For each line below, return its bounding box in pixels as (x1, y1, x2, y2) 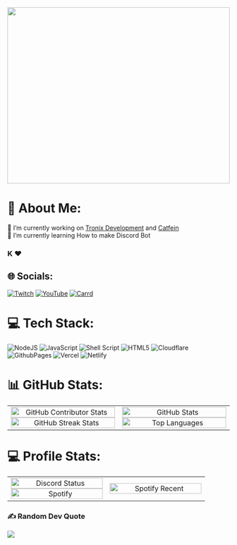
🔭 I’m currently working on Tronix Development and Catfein (7, 223, 179, 232)
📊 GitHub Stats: (7, 376, 104, 393)
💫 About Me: (7, 200, 82, 216)
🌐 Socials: (7, 271, 54, 283)
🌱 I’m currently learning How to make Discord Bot (7, 231, 151, 239)
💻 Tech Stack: (7, 315, 95, 331)
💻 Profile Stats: (7, 448, 101, 464)
